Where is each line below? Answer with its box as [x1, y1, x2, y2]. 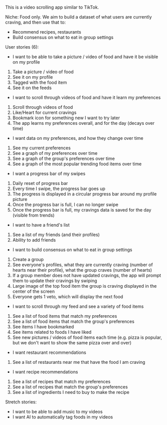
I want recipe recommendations [12, 369, 78, 375]
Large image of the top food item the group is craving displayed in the [12, 283, 157, 289]
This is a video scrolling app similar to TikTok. [5, 5, 99, 10]
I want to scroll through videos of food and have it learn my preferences [12, 95, 161, 100]
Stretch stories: [5, 399, 37, 405]
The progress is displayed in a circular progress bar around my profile [12, 191, 157, 197]
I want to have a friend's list [12, 222, 70, 228]
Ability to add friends [12, 237, 56, 243]
